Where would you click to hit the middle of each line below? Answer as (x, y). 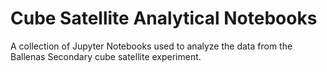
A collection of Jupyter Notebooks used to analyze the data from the (151, 46)
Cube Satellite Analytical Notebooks (164, 18)
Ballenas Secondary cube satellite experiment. (106, 56)
